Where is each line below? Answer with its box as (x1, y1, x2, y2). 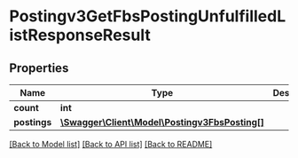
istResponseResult (9, 25, 151, 45)
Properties (9, 60, 69, 75)
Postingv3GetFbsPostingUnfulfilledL (9, 6, 286, 27)
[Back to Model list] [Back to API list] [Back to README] (9, 139, 213, 149)
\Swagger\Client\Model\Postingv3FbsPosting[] (60, 116, 264, 128)
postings (13, 116, 52, 128)
